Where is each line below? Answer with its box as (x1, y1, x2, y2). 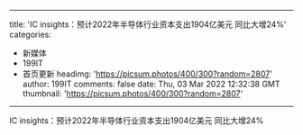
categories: (9, 29, 51, 40)
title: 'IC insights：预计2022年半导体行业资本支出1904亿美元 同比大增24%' (9, 19, 287, 30)
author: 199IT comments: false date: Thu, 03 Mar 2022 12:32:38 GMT (22, 78, 281, 89)
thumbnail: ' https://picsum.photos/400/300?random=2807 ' (22, 88, 243, 99)
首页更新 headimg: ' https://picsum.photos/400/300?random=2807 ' (22, 68, 273, 79)
